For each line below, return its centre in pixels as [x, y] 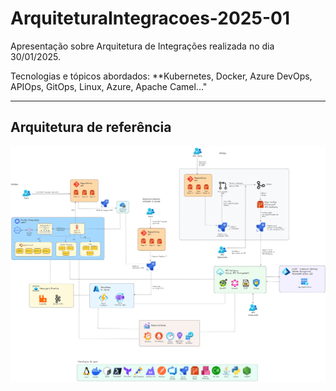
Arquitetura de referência [91, 127]
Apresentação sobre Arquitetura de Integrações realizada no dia [142, 46]
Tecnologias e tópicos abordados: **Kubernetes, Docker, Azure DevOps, [161, 76]
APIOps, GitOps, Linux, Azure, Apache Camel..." [109, 86]
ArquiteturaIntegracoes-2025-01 [150, 18]
